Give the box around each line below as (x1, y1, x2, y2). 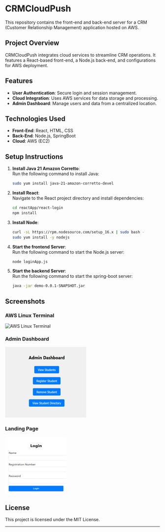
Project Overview (5, 39, 59, 47)
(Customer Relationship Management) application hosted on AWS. (5, 24, 139, 30)
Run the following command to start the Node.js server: (12, 249, 124, 255)
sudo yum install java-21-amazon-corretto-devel (12, 181, 114, 186)
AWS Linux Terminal (5, 312, 55, 319)
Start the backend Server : (12, 268, 66, 274)
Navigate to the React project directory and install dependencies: (12, 195, 144, 201)
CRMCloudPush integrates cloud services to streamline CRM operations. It (5, 52, 156, 58)
